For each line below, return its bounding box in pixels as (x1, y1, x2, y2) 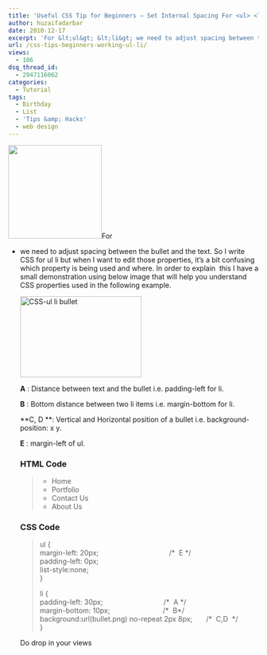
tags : (8, 93, 26, 101)
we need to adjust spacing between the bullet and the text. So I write (19, 246, 245, 255)
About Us (51, 502, 83, 512)
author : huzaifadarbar (8, 19, 83, 27)
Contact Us (51, 493, 89, 503)
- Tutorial (15, 85, 52, 94)
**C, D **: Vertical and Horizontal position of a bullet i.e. (19, 415, 205, 424)
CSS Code (19, 521, 60, 532)
